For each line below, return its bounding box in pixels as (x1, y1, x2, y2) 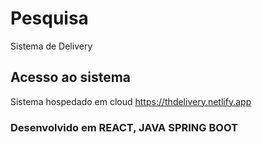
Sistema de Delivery (10, 40, 93, 52)
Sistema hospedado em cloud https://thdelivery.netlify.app (10, 95, 252, 107)
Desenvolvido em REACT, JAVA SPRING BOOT (10, 120, 238, 134)
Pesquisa (10, 7, 89, 30)
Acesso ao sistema (10, 69, 132, 86)
